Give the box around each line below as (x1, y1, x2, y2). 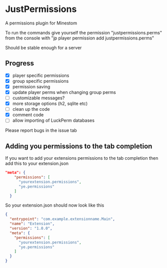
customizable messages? (12, 95, 65, 101)
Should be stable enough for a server (5, 44, 82, 50)
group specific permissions (12, 78, 69, 84)
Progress (5, 59, 34, 68)
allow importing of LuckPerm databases (12, 117, 95, 123)
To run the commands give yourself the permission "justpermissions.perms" (5, 29, 162, 35)
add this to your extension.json (5, 161, 69, 167)
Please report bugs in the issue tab (5, 127, 77, 133)
